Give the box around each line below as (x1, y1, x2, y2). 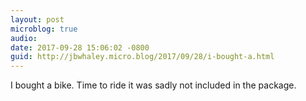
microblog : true (10, 24, 78, 34)
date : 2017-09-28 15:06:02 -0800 (10, 42, 150, 53)
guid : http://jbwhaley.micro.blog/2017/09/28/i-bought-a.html (10, 52, 275, 62)
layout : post (10, 14, 65, 25)
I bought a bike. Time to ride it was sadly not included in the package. (10, 79, 297, 91)
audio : (10, 33, 38, 43)
